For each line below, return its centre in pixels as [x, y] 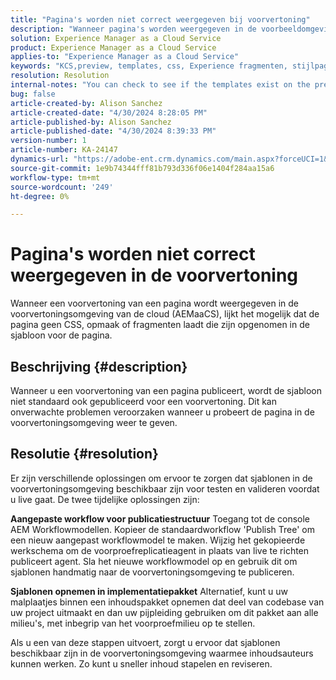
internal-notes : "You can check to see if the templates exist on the [160, 85]
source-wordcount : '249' [62, 187]
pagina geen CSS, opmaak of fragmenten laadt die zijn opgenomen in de [160, 325]
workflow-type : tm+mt [55, 177]
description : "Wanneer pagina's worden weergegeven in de [133, 29]
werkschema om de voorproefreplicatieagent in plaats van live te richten [160, 550]
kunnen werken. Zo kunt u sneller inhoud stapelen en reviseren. [141, 663]
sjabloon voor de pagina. [61, 335]
